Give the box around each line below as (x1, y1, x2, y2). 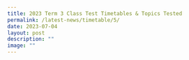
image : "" (7, 42, 36, 49)
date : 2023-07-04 (7, 23, 58, 30)
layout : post (7, 29, 45, 37)
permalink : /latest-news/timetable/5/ (7, 17, 120, 23)
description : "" (7, 36, 54, 43)
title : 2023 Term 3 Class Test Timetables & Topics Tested (7, 10, 183, 17)
